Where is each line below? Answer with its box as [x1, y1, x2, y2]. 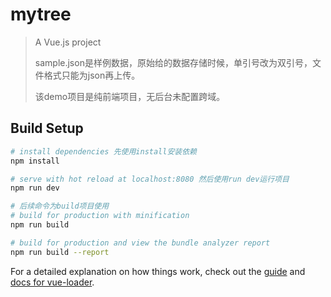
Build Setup [10, 120, 84, 137]
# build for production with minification [10, 211, 190, 221]
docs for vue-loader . [10, 276, 95, 288]
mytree [10, 3, 72, 26]
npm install [10, 156, 60, 166]
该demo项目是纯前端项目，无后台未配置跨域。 [34, 90, 226, 102]
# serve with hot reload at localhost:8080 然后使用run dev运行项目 [10, 174, 290, 184]
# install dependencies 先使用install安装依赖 [10, 146, 197, 157]
